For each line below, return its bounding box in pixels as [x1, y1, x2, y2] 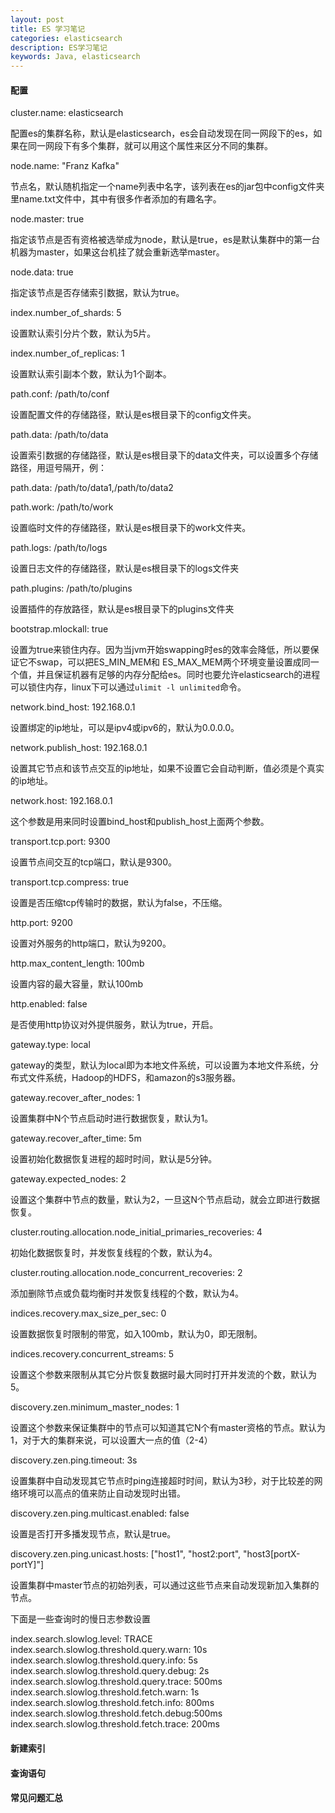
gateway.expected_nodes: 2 [10, 1173, 127, 1185]
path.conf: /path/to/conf [10, 388, 110, 400]
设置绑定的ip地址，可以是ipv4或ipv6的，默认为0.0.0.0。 [10, 722, 240, 734]
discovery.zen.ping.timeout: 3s [10, 1454, 138, 1466]
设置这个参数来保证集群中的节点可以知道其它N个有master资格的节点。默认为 [10, 1422, 326, 1434]
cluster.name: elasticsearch [10, 107, 124, 119]
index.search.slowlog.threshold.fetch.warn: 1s [10, 1686, 200, 1698]
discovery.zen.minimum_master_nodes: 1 [10, 1401, 180, 1413]
